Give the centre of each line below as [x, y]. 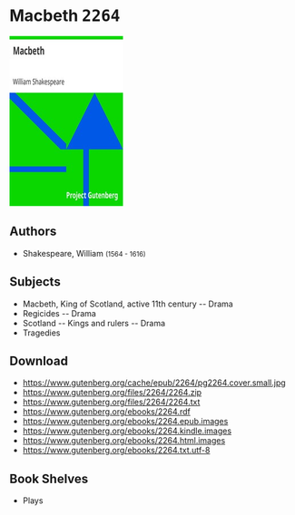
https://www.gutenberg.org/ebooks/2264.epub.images [125, 422]
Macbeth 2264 [65, 16]
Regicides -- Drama [59, 313]
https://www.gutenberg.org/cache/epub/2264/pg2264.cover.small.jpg [154, 383]
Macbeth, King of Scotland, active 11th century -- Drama [128, 304]
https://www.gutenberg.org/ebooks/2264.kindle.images [127, 431]
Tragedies [41, 333]
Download [39, 360]
